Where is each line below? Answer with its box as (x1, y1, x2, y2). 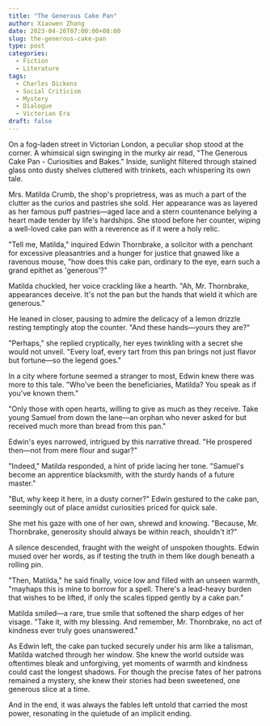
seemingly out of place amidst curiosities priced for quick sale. (8, 503, 217, 512)
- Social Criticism (15, 87, 82, 96)
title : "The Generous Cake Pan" (8, 11, 117, 20)
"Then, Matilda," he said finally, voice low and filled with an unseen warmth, (8, 575, 260, 585)
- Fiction (15, 57, 49, 66)
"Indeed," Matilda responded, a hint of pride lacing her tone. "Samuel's (8, 461, 244, 470)
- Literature (15, 65, 60, 73)
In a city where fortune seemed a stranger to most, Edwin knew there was (8, 371, 255, 380)
